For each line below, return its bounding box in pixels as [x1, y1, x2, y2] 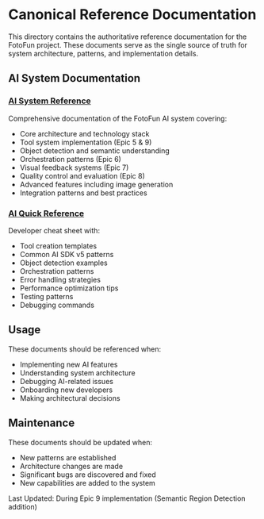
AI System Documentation [8, 71, 141, 85]
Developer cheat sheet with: [8, 225, 101, 235]
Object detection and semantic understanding [19, 145, 170, 156]
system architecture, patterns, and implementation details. [8, 48, 199, 58]
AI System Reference [8, 95, 91, 106]
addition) [8, 502, 38, 511]
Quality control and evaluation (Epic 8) [19, 171, 145, 180]
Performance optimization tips [19, 283, 119, 293]
